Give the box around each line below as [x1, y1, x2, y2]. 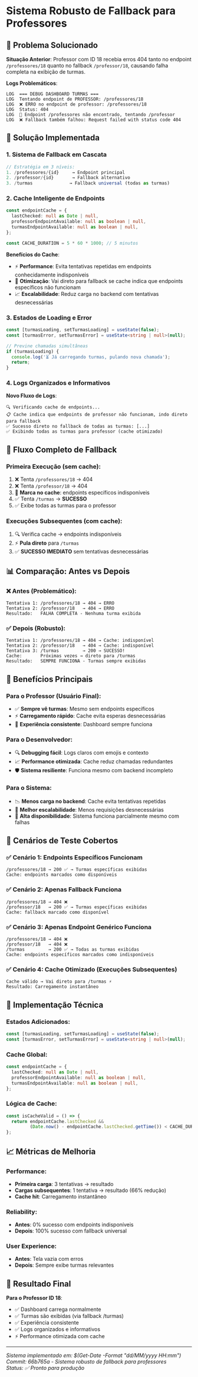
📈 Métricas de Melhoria [6, 1147, 96, 1157]
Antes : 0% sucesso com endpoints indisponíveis [14, 1221, 134, 1228]
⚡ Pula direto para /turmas [14, 539, 80, 546]
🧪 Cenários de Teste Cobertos [6, 836, 118, 846]
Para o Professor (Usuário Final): [6, 691, 101, 700]
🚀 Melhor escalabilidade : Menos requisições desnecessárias [14, 806, 164, 813]
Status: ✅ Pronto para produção [6, 1365, 85, 1372]
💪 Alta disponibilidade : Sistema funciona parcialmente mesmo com [14, 812, 180, 819]
